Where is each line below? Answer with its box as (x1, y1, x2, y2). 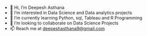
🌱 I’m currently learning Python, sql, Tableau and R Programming (9, 15, 143, 20)
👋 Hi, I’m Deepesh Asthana (9, 5, 65, 10)
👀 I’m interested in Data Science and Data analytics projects (9, 10, 133, 16)
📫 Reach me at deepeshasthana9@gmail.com (9, 26, 105, 31)
